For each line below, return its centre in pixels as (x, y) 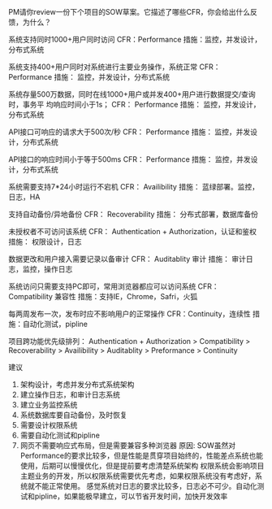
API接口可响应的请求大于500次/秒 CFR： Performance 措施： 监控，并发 (130, 132)
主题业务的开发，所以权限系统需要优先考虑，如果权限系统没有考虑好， (138, 476)
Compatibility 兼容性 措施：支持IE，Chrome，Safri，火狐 (103, 296)
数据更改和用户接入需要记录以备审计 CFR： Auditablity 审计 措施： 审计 (127, 259)
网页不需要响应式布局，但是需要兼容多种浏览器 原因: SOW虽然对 (128, 445)
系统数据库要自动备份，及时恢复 (73, 415)
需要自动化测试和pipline (60, 435)
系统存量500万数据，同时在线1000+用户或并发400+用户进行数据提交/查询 (132, 94)
